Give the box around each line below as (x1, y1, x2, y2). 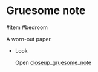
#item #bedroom (6, 24, 48, 31)
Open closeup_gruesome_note (15, 59, 92, 66)
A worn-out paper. (6, 35, 53, 42)
